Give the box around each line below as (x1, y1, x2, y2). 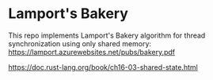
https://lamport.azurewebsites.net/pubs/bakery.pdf (8, 47, 176, 56)
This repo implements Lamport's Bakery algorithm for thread (8, 31, 206, 40)
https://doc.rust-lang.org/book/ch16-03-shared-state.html (8, 62, 198, 71)
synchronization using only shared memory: (8, 38, 152, 48)
